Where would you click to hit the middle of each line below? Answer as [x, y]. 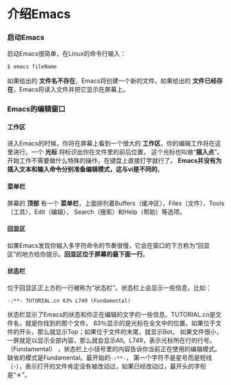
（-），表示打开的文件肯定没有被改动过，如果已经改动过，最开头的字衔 [107, 366]
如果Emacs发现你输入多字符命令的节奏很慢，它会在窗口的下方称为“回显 [109, 245]
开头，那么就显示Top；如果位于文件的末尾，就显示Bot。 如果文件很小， [121, 332]
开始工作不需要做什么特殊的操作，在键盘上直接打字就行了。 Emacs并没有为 [114, 161]
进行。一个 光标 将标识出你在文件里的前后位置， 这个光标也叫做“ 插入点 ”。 [118, 152]
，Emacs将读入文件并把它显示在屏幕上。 [71, 90]
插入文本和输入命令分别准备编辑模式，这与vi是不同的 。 [86, 169]
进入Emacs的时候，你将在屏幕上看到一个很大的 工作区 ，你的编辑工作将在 [111, 144]
